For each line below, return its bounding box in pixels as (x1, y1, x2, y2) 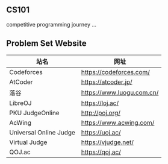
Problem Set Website (6, 39, 87, 49)
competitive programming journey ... (6, 20, 97, 28)
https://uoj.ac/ (81, 128, 122, 136)
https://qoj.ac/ (81, 148, 122, 156)
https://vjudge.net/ (81, 138, 134, 147)
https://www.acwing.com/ (81, 118, 155, 127)
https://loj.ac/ (81, 99, 119, 107)
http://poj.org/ (81, 109, 120, 117)
